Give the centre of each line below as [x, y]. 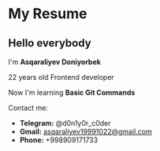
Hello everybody [50, 43]
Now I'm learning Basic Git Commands [72, 92]
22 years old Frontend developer [61, 77]
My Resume [48, 14]
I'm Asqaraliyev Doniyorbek [54, 62]
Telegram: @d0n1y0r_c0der [65, 123]
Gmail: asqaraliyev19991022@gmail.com [86, 132]
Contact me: [28, 108]
